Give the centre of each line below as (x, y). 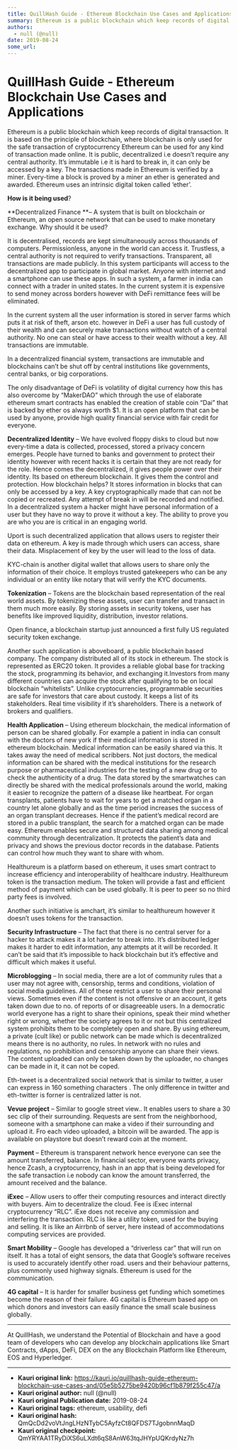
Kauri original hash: (47, 1415)
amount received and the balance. (57, 1182)
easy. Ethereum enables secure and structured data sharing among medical (118, 830)
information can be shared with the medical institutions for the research (112, 762)
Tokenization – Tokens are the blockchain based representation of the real (116, 593)
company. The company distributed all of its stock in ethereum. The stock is (118, 658)
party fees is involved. (40, 896)
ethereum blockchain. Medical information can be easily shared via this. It (115, 747)
